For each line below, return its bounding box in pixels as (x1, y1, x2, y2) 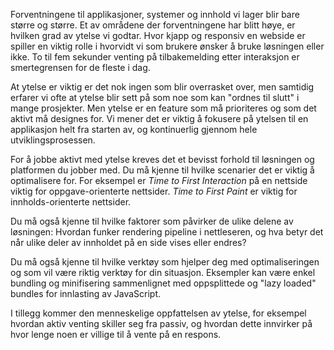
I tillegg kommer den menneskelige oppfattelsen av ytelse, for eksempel (10, 307, 307, 319)
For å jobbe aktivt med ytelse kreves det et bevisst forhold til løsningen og (10, 154, 315, 165)
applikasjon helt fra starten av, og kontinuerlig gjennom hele (10, 124, 258, 135)
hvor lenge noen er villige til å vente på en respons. (10, 329, 222, 340)
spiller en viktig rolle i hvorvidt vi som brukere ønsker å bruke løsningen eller (10, 40, 325, 52)
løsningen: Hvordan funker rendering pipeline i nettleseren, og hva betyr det (10, 226, 324, 238)
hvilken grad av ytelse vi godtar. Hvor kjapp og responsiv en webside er (10, 30, 306, 41)
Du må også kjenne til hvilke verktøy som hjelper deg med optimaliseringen (10, 256, 320, 268)
